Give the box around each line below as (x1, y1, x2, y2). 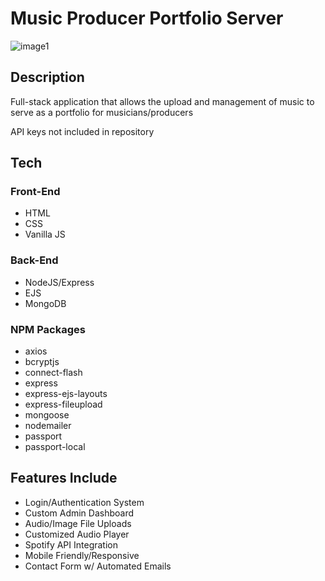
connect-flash (24, 367, 83, 379)
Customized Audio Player (24, 528, 130, 540)
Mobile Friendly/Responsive (24, 549, 140, 561)
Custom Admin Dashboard (24, 507, 135, 519)
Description (10, 69, 85, 86)
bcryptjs (24, 356, 60, 368)
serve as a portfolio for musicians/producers (10, 106, 194, 118)
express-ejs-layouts (24, 388, 108, 400)
